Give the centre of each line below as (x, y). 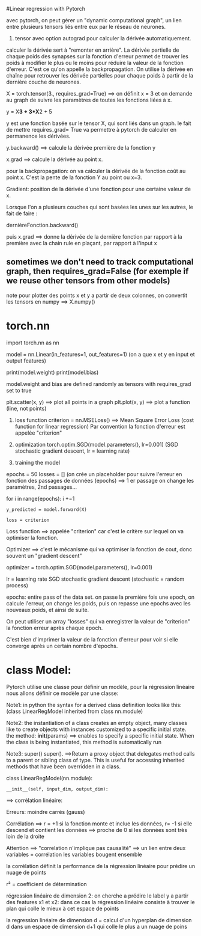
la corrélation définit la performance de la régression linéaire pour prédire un (101, 866)
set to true (19, 390)
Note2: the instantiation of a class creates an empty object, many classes (97, 723)
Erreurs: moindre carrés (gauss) (46, 812)
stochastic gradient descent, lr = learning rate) (72, 451)
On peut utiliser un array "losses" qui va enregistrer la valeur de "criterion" (98, 621)
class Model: (39, 670)
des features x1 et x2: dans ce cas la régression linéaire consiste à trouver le (100, 902)
